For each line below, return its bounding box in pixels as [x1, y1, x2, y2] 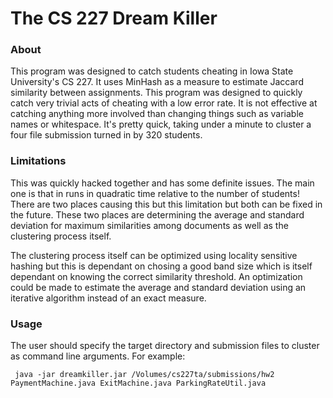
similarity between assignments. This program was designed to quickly [10, 87, 303, 99]
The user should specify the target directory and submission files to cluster [10, 340, 320, 352]
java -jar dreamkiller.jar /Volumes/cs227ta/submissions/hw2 [14, 370, 275, 380]
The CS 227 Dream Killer [10, 7, 218, 30]
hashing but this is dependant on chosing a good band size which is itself [10, 260, 313, 272]
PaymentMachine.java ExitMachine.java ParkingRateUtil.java [10, 378, 267, 389]
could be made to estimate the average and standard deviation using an [10, 281, 307, 293]
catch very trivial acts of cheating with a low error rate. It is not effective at [10, 97, 318, 109]
